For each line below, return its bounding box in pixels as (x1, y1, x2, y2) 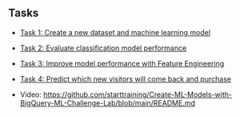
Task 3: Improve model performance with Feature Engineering (19, 58, 225, 68)
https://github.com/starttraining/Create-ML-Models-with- (42, 90, 232, 99)
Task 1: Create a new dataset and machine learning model (19, 27, 210, 37)
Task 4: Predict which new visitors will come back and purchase (19, 74, 232, 83)
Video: (19, 90, 42, 99)
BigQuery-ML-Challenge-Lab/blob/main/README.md (19, 98, 196, 107)
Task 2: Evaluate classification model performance (19, 43, 187, 53)
